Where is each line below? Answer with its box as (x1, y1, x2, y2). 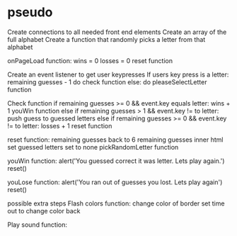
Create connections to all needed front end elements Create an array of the (7, 28, 227, 36)
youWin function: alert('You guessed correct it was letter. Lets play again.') (7, 157, 225, 165)
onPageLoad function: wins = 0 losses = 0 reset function (7, 56, 173, 64)
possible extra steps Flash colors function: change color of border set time (7, 199, 225, 208)
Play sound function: (7, 220, 68, 229)
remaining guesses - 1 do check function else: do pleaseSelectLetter (7, 77, 207, 86)
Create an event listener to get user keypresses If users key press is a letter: (7, 70, 229, 79)
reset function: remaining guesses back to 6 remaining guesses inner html (7, 135, 224, 144)
